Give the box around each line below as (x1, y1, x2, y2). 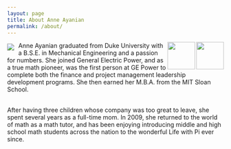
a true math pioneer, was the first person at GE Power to (7, 63, 166, 72)
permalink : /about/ (7, 23, 63, 30)
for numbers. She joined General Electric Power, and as (7, 56, 164, 65)
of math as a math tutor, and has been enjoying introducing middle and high (7, 121, 221, 129)
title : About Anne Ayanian (7, 16, 85, 23)
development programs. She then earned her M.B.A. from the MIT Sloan (7, 78, 211, 87)
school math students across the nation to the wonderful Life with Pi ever (7, 128, 214, 136)
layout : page (7, 10, 45, 17)
